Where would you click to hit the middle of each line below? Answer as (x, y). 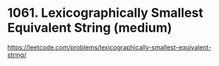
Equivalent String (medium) (90, 28)
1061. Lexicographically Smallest (105, 13)
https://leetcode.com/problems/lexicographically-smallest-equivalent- (109, 47)
